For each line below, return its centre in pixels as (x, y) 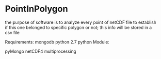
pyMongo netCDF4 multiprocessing (41, 51)
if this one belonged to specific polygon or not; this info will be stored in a (78, 27)
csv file (12, 32)
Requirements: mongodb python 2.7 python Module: (57, 42)
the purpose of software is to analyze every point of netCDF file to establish (81, 22)
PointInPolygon (37, 9)
